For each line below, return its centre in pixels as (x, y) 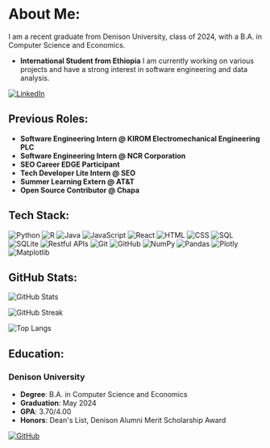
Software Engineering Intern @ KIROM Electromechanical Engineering (140, 138)
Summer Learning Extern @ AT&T (77, 181)
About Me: (44, 14)
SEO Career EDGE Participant (70, 164)
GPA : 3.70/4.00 (46, 412)
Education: (36, 354)
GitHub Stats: (43, 277)
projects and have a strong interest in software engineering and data (134, 69)
